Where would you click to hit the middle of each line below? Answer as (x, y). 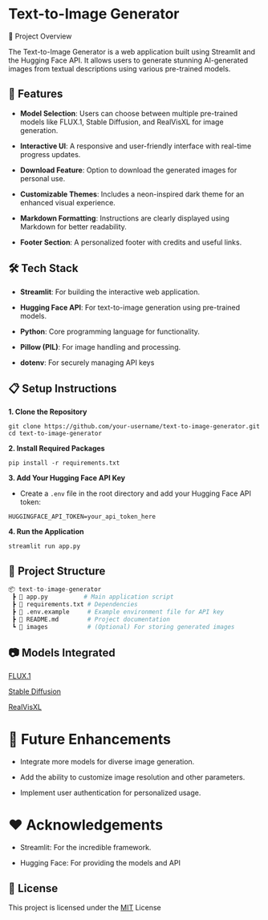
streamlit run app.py (45, 546)
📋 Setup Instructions (63, 389)
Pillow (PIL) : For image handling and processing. (100, 347)
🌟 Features (36, 94)
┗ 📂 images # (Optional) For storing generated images (123, 626)
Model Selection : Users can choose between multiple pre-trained (129, 113)
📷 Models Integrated (62, 653)
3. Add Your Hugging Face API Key (67, 478)
